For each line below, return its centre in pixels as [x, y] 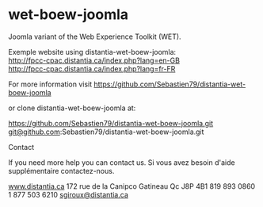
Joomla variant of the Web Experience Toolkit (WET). [95, 36]
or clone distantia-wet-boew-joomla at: [72, 108]
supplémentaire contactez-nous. [61, 171]
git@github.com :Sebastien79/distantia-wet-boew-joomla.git [106, 132]
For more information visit [50, 84]
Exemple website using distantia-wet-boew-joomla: [92, 52]
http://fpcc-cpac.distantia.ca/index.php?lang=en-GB [94, 60]
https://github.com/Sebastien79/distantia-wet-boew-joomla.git [111, 123]
